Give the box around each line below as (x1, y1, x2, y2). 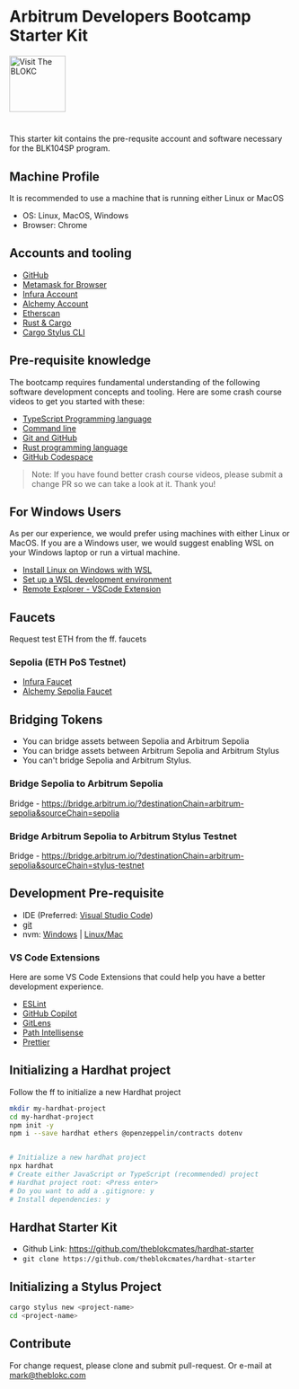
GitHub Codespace (22, 451, 93, 462)
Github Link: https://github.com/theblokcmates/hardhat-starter (22, 1243, 254, 1254)
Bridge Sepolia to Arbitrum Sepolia (9, 777, 163, 790)
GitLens (22, 1018, 51, 1028)
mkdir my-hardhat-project (9, 1103, 106, 1113)
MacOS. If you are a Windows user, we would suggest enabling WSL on (9, 537, 274, 549)
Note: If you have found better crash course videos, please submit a (31, 469, 284, 480)
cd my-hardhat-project (9, 1112, 94, 1121)
